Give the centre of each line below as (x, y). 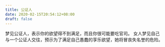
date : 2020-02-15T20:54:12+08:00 (40, 14)
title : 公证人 (19, 10)
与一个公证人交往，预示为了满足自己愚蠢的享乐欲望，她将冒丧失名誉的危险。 (84, 40)
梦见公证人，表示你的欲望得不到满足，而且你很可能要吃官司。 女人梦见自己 (82, 34)
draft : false (19, 19)
